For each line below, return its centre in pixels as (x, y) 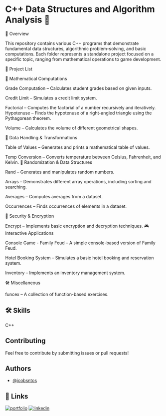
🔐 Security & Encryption (30, 216)
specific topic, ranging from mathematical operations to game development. (83, 59)
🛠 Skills (18, 311)
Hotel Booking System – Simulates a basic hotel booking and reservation (80, 258)
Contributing (25, 341)
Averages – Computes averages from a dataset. (54, 196)
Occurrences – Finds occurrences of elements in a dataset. (66, 206)
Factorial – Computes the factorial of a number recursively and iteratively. (81, 107)
